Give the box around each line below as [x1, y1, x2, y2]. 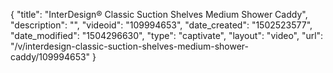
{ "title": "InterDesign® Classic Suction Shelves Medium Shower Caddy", [10, 9, 308, 20]
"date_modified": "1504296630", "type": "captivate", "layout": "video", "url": [10, 30, 324, 41]
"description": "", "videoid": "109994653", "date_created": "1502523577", [10, 19, 313, 31]
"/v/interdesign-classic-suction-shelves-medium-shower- [10, 40, 249, 52]
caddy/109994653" [10, 51, 91, 63]
